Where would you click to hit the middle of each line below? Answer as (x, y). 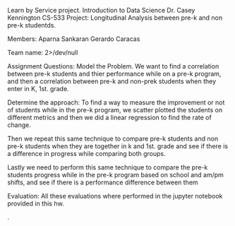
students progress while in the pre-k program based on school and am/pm (116, 175)
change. (19, 125)
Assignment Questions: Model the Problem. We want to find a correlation (113, 66)
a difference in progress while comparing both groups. (86, 154)
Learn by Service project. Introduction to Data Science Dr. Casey (101, 10)
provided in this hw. (36, 203)
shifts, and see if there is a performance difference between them (103, 182)
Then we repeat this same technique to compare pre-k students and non (113, 138)
